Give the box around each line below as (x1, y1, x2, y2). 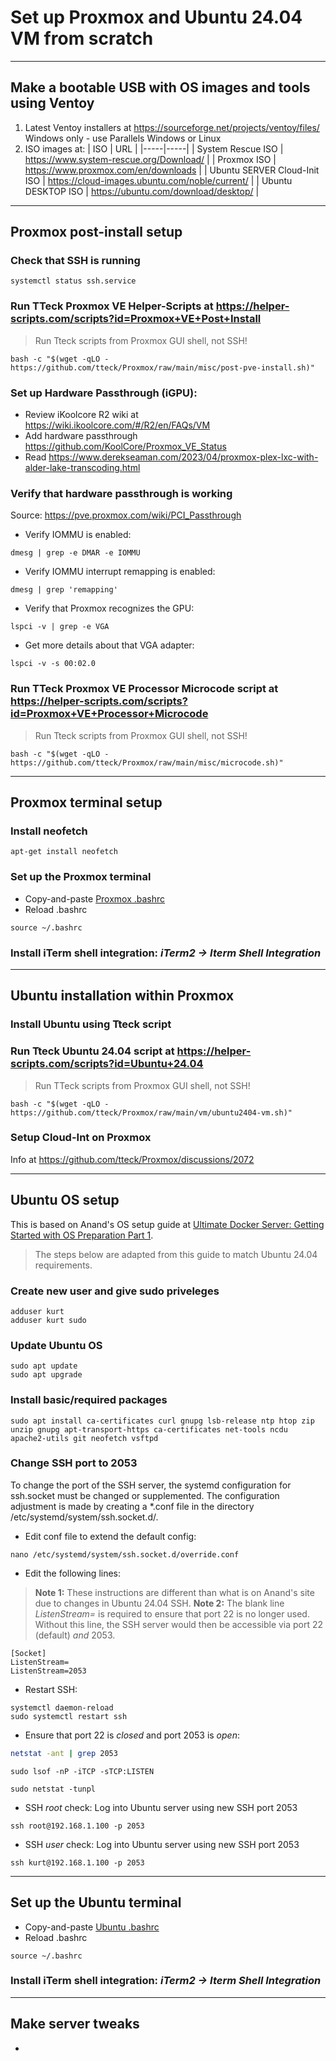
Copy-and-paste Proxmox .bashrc (24, 892, 166, 905)
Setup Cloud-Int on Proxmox (10, 1131, 152, 1145)
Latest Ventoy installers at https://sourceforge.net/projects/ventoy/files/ (24, 121, 320, 133)
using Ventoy (10, 95, 95, 112)
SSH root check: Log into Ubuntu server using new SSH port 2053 (24, 1801, 298, 1813)
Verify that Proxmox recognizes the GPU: (24, 602, 195, 615)
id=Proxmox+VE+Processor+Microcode (10, 707, 209, 721)
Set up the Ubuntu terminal (10, 1894, 182, 1911)
